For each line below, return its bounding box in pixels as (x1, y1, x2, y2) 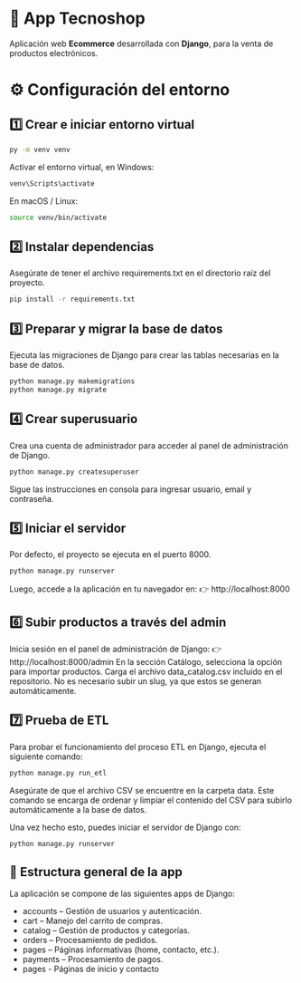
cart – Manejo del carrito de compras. (22, 915, 163, 927)
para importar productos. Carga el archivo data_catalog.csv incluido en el (9, 666, 283, 677)
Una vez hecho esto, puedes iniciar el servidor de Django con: (9, 822, 241, 833)
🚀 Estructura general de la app (9, 864, 183, 880)
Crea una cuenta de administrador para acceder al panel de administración (9, 439, 289, 451)
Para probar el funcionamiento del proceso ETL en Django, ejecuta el (9, 741, 267, 752)
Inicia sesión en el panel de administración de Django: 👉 (9, 643, 222, 654)
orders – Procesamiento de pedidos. (22, 935, 158, 946)
